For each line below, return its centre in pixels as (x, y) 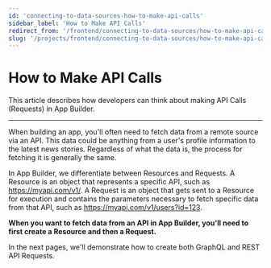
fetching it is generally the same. (63, 158)
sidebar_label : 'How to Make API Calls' (77, 23)
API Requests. (31, 256)
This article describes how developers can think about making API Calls (127, 101)
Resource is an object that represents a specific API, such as (109, 182)
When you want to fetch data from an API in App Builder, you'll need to (129, 223)
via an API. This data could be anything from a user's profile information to (132, 141)
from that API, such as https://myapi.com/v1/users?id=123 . (106, 208)
